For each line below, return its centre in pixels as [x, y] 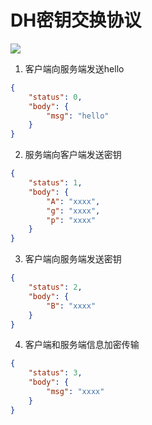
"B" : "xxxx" [71, 306]
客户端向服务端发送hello [74, 68]
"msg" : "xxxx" [75, 392]
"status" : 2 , [55, 287]
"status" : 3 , [55, 373]
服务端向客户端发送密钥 [73, 155]
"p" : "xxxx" [71, 220]
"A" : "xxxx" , [73, 201]
